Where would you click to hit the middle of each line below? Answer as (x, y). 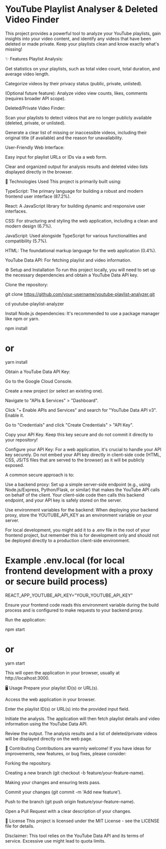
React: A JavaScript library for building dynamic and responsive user (75, 206)
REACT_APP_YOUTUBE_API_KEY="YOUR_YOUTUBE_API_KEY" (69, 595)
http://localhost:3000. (27, 678)
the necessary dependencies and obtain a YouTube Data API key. (72, 275)
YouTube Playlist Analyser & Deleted (82, 9)
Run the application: (26, 620)
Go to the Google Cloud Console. (39, 381)
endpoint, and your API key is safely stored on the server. (64, 500)
